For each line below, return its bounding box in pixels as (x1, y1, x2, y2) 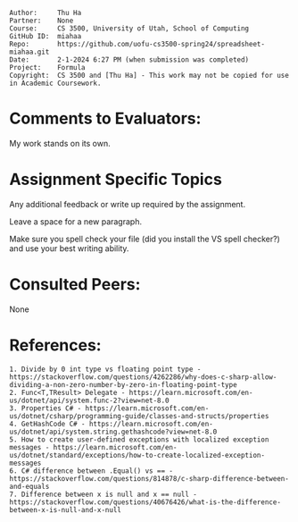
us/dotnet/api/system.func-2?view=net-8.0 (9, 396, 170, 405)
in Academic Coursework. (9, 79, 102, 88)
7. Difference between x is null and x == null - (9, 490, 198, 499)
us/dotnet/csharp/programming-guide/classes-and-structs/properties (9, 411, 269, 420)
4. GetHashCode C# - (9, 419, 87, 428)
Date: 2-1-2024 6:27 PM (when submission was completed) (9, 55, 250, 64)
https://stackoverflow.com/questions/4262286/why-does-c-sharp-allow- (9, 372, 277, 382)
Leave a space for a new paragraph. (9, 215, 143, 227)
